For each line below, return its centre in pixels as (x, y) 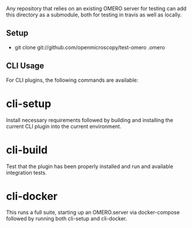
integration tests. (26, 172)
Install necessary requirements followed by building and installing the (90, 120)
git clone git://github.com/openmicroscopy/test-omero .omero (90, 47)
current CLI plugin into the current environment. (64, 126)
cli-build (27, 150)
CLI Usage (25, 66)
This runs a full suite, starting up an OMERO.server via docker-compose (93, 212)
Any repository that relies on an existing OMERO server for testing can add (96, 9)
